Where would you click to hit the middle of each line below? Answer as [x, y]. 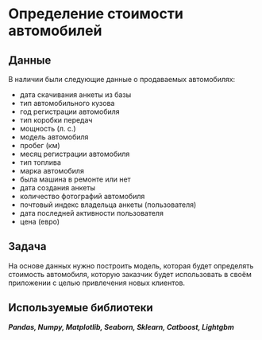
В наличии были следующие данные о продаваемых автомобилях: [122, 79]
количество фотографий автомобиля [82, 196]
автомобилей [55, 31]
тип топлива [40, 162]
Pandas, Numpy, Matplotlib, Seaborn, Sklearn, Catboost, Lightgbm [121, 326]
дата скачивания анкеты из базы [75, 95]
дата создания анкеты [58, 188]
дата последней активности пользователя [92, 213]
